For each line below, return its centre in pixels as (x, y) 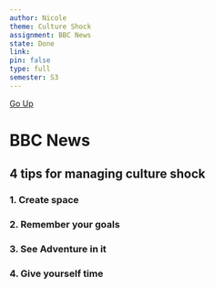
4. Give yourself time (56, 273)
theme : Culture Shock (51, 27)
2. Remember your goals (65, 225)
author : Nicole (38, 18)
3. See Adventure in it (58, 250)
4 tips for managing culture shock (107, 174)
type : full (30, 69)
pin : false (30, 60)
